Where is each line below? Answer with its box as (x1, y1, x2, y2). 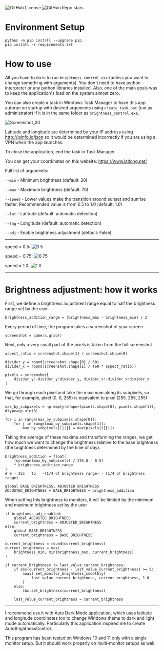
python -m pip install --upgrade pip (5, 38, 82, 43)
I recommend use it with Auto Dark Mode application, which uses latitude (5, 610, 152, 616)
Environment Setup (5, 22, 85, 33)
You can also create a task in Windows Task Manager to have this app (5, 100, 146, 105)
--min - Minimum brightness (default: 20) (5, 177, 88, 183)
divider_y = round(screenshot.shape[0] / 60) (5, 359, 99, 364)
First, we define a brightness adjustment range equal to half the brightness (5, 300, 155, 306)
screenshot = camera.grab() (5, 333, 62, 338)
